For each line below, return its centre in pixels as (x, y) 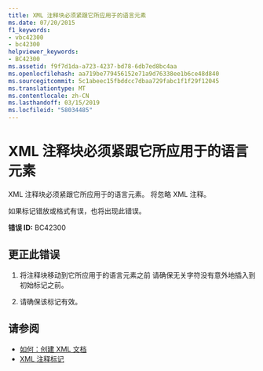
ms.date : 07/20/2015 (42, 23)
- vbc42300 (26, 37)
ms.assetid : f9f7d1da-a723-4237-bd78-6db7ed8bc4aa (93, 67)
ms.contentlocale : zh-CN (49, 96)
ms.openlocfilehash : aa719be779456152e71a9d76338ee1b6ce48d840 (114, 74)
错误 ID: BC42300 (37, 227)
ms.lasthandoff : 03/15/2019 (54, 103)
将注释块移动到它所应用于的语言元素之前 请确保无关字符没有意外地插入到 (137, 275)
